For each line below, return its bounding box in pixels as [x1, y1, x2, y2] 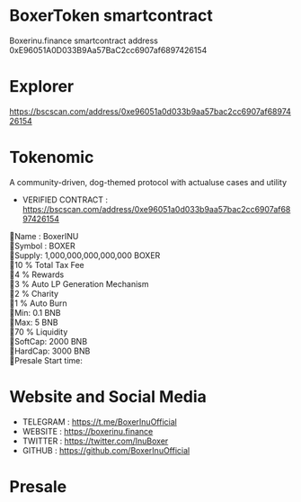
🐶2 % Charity [9, 288, 59, 299]
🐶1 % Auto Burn [9, 298, 67, 309]
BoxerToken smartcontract [9, 5, 214, 26]
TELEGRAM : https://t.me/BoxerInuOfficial [22, 416, 177, 427]
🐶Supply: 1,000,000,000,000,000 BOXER [9, 249, 161, 261]
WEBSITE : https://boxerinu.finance [22, 426, 154, 436]
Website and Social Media [9, 387, 207, 407]
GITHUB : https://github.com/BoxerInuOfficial [22, 444, 190, 455]
